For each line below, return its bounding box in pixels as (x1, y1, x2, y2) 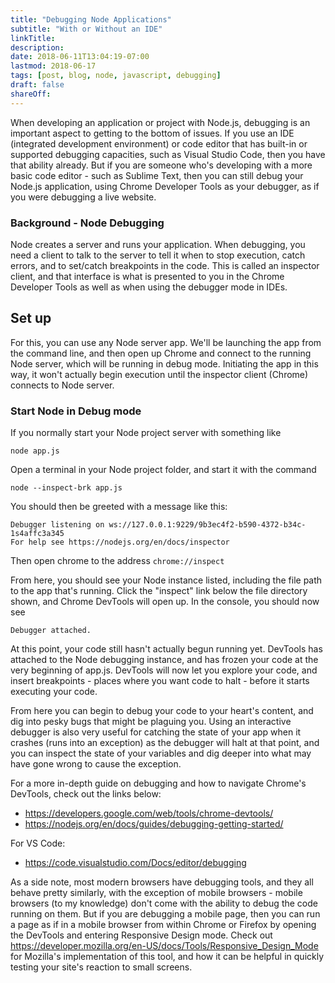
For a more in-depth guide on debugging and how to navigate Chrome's (10, 777, 307, 790)
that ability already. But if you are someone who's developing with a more (10, 159, 313, 171)
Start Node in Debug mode (10, 404, 142, 418)
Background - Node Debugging (10, 216, 165, 230)
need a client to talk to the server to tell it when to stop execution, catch (10, 249, 306, 261)
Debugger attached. (10, 626, 92, 636)
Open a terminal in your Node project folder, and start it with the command (10, 464, 317, 476)
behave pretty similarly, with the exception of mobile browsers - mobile (10, 887, 303, 899)
